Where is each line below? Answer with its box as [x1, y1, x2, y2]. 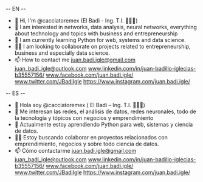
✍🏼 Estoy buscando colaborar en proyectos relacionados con [14, 134, 168, 141]
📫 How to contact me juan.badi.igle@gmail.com [14, 56, 136, 63]
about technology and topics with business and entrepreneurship [14, 30, 178, 37]
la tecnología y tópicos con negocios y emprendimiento [14, 114, 154, 121]
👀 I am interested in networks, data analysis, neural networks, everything [14, 24, 197, 30]
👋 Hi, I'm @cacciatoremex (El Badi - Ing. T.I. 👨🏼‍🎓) [14, 17, 138, 24]
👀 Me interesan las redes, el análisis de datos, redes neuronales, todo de [14, 108, 197, 115]
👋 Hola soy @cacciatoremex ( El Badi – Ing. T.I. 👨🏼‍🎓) [14, 102, 145, 108]
